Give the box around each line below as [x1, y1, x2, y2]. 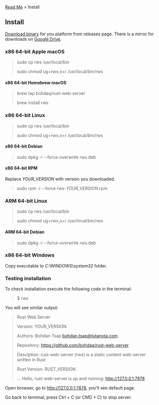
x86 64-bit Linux [5, 112, 45, 119]
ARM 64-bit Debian [5, 229, 45, 234]
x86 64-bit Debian [5, 143, 43, 149]
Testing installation [5, 275, 51, 281]
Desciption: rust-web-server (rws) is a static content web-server [16, 352, 146, 358]
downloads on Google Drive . [5, 36, 62, 42]
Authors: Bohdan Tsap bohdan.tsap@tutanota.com [16, 333, 118, 339]
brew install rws [16, 100, 49, 106]
